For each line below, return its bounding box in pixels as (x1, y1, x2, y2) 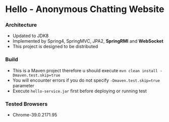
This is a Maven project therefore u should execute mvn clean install (12, 67, 158, 73)
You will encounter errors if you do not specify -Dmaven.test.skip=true (12, 77, 160, 83)
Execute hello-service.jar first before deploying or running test (12, 88, 147, 94)
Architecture (5, 22, 37, 29)
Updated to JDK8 (12, 33, 49, 39)
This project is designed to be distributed (12, 44, 98, 50)
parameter (12, 82, 34, 88)
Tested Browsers (5, 100, 48, 107)
